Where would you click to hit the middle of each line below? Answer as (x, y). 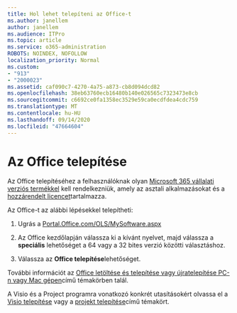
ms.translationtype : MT (43, 107)
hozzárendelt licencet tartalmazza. (57, 196)
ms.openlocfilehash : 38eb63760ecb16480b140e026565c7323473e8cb (103, 93)
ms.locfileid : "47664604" (45, 126)
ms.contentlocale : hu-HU (44, 113)
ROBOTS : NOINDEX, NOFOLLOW (47, 54)
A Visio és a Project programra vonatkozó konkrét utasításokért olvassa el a (118, 294)
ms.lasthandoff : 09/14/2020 (49, 120)
